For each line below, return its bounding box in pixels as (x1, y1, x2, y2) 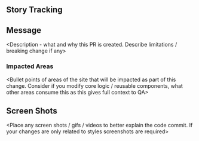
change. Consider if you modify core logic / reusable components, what (6, 82, 183, 89)
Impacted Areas (6, 62, 54, 70)
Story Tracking (6, 5, 63, 15)
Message (6, 25, 42, 35)
